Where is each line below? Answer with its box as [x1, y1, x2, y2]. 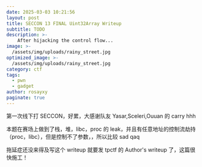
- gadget [12, 83, 34, 90]
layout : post [6, 15, 40, 21]
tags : [6, 72, 20, 78]
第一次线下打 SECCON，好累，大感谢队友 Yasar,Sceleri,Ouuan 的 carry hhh [6, 112, 196, 120]
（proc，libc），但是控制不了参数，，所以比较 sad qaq [6, 133, 140, 140]
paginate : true [6, 95, 45, 101]
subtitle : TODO [6, 26, 45, 33]
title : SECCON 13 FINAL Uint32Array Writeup [6, 20, 122, 26]
